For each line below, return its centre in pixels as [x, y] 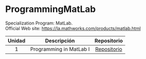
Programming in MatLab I [60, 49]
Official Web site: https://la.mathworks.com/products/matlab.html [73, 28]
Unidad [17, 40]
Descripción [60, 40]
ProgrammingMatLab [51, 9]
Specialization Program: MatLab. [39, 23]
